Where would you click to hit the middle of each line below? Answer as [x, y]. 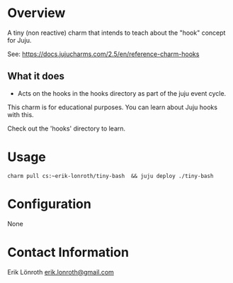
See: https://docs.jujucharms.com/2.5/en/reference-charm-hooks [103, 54]
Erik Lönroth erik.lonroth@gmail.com [61, 272]
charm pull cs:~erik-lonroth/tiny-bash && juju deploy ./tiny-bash [110, 176]
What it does [36, 76]
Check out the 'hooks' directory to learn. [67, 128]
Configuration [50, 204]
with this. [21, 114]
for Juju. [19, 40]
